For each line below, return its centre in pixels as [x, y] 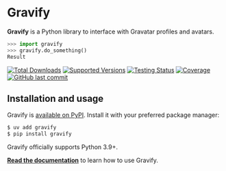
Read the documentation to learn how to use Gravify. [83, 160]
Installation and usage [55, 98]
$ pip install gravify [39, 134]
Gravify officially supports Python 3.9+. [63, 147]
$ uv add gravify [32, 128]
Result [16, 57]
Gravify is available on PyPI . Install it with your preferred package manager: [113, 115]
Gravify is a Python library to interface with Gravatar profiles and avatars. [111, 31]
